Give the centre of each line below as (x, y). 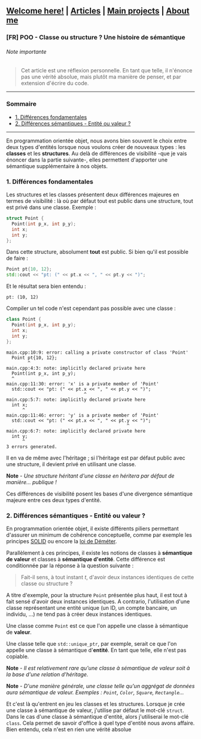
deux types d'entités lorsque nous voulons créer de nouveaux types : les (96, 147)
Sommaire (22, 104)
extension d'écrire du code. (55, 83)
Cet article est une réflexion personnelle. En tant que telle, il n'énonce (106, 70)
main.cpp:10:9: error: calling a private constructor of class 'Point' (97, 352)
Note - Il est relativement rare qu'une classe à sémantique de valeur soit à (98, 668)
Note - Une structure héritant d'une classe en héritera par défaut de (90, 476)
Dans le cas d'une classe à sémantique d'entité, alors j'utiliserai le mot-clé (98, 716)
